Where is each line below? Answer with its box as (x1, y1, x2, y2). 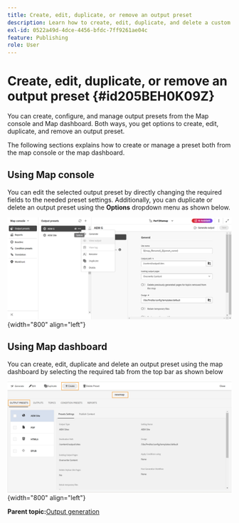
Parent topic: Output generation (7, 507, 100, 516)
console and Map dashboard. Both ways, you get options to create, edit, (7, 120, 219, 128)
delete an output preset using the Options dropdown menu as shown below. (7, 203, 231, 212)
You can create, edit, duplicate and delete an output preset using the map (7, 360, 223, 368)
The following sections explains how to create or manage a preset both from (7, 141, 231, 150)
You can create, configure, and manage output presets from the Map (7, 112, 209, 120)
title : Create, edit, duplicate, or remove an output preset (7, 11, 193, 19)
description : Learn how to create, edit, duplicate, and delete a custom (7, 19, 231, 26)
